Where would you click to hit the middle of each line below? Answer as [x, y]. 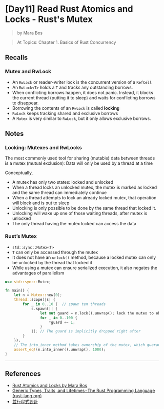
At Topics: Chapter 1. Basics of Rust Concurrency [66, 42]
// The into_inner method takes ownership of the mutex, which [80, 345]
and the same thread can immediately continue [59, 193]
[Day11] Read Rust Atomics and [69, 9]
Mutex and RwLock [28, 72]
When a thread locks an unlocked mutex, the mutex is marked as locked [84, 187]
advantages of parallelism [38, 273]
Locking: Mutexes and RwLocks [43, 147]
